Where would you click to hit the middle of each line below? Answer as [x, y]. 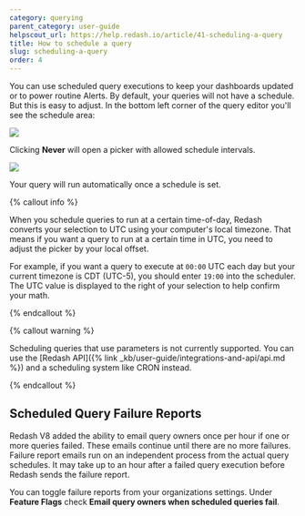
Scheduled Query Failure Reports [106, 414]
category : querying [46, 18]
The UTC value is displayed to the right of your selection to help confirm [145, 286]
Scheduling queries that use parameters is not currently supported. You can [152, 348]
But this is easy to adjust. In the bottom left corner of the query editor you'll [150, 105]
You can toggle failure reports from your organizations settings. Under [141, 491]
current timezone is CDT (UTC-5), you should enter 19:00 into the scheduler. [152, 276]
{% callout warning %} [52, 330]
